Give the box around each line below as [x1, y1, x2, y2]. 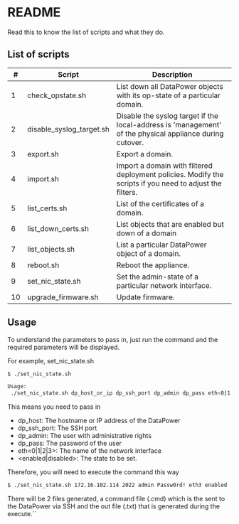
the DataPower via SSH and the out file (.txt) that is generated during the [7, 502, 221, 510]
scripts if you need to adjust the [116, 178, 222, 188]
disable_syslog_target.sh [27, 124, 110, 134]
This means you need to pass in [7, 402, 101, 411]
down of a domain [116, 228, 177, 238]
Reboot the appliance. [116, 260, 190, 270]
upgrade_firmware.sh [27, 292, 99, 302]
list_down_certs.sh [27, 223, 89, 233]
